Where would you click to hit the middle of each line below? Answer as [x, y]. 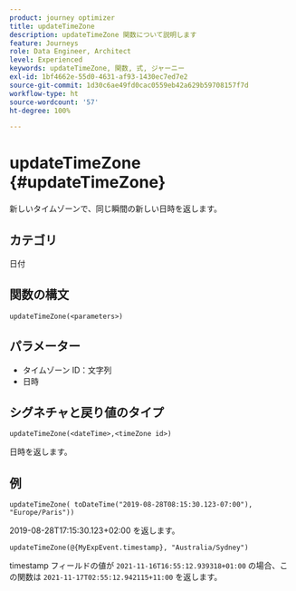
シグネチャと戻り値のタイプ [87, 413]
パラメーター [45, 347]
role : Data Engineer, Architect [70, 52]
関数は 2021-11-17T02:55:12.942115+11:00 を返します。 [119, 577]
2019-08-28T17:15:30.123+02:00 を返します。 [95, 530]
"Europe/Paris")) [42, 513]
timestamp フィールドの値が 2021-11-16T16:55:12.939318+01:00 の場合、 [145, 566]
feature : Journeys [44, 43]
